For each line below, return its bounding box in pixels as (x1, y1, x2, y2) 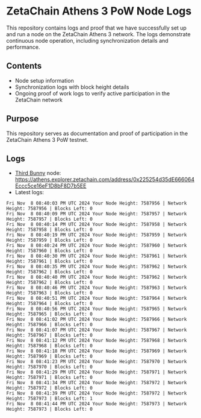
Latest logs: (14, 189, 44, 196)
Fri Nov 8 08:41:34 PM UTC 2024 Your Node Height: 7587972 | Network (6, 380, 187, 386)
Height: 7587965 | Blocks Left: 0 (6, 311, 93, 317)
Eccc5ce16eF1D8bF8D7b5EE (14, 182, 87, 189)
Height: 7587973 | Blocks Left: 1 (6, 396, 93, 402)
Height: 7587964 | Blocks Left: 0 (6, 300, 93, 307)
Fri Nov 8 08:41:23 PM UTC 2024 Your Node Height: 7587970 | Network (6, 359, 187, 365)
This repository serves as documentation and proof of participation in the (6, 130, 188, 137)
